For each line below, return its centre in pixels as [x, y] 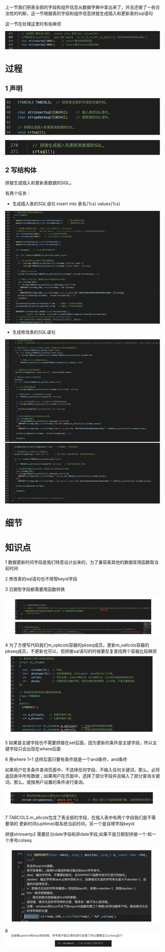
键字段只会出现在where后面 [33, 749]
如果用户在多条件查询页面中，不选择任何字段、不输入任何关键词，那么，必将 [82, 770]
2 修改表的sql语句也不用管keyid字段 [41, 579]
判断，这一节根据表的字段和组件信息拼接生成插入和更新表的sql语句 [85, 13]
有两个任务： [18, 193]
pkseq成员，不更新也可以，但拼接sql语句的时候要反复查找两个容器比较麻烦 [81, 651]
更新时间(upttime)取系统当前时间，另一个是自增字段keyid [77, 823]
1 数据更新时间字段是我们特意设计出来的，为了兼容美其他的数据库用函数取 [80, 562]
